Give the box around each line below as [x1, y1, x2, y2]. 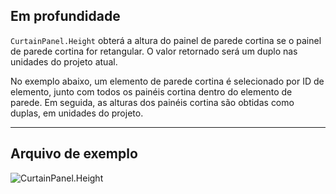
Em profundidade [10, 8, 121, 25]
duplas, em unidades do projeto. [10, 107, 144, 119]
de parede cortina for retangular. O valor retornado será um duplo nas [10, 45, 298, 57]
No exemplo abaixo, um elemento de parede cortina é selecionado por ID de [10, 75, 325, 87]
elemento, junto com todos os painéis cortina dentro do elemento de [10, 85, 293, 98]
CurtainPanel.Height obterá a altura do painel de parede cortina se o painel [10, 34, 322, 46]
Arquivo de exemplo [10, 145, 138, 163]
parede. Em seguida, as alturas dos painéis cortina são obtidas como [10, 96, 295, 108]
